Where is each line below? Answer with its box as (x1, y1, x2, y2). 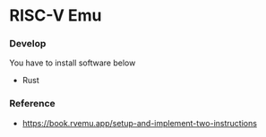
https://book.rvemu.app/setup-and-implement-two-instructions (21, 117, 258, 128)
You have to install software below (9, 57, 136, 68)
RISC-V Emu (9, 5, 102, 26)
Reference (9, 98, 56, 110)
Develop (9, 38, 47, 50)
